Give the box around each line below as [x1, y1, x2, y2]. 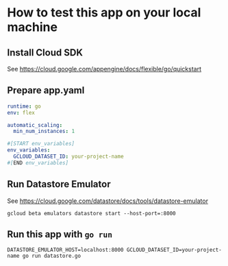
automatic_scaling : [7, 121, 63, 128]
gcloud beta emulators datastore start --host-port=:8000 [7, 210, 176, 217]
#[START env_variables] [7, 141, 75, 147]
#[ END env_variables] [7, 159, 69, 166]
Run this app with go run [7, 228, 113, 241]
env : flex [7, 109, 36, 116]
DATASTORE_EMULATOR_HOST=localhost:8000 [7, 247, 125, 254]
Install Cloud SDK [7, 47, 84, 58]
